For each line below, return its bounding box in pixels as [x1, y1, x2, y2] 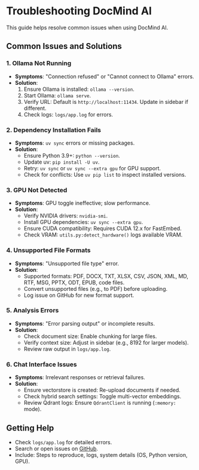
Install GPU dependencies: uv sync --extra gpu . [23, 219, 143, 226]
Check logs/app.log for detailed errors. [14, 438, 112, 446]
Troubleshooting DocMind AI [6, 4, 152, 18]
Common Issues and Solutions [6, 41, 123, 51]
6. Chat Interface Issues [6, 360, 77, 368]
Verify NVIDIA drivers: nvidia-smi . [23, 212, 108, 219]
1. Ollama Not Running [6, 59, 72, 67]
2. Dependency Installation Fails [6, 125, 102, 134]
